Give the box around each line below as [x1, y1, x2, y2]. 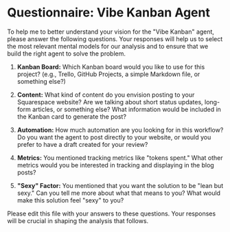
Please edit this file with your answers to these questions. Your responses [7, 209, 216, 218]
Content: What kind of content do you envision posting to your [16, 91, 195, 99]
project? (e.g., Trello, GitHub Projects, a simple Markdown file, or [16, 70, 200, 78]
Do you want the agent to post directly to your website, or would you [16, 132, 211, 141]
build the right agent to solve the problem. [7, 49, 126, 58]
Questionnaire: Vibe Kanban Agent [7, 5, 211, 21]
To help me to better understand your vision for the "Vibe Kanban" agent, [7, 27, 215, 36]
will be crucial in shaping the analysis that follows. [7, 216, 149, 224]
